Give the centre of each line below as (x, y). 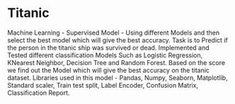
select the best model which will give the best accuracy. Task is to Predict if (117, 40)
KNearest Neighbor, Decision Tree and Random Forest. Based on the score (116, 62)
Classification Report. (39, 93)
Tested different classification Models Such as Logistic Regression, (105, 55)
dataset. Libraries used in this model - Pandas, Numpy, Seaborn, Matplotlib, (117, 77)
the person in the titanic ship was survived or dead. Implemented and (109, 47)
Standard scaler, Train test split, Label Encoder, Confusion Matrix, (103, 85)
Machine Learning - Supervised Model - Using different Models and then (114, 33)
